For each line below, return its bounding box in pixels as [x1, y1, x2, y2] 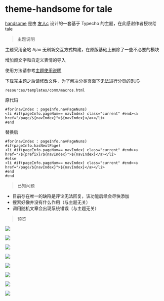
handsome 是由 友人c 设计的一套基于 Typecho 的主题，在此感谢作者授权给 [5, 20, 157, 26]
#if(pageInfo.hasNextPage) [5, 143, 61, 148]
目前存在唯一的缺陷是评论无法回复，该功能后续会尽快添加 [12, 193, 129, 199]
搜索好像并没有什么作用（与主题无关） [12, 199, 90, 205]
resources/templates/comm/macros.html [5, 88, 85, 93]
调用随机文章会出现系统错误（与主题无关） [12, 205, 99, 211]
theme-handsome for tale [5, 3, 113, 15]
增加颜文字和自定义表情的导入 [5, 57, 66, 63]
